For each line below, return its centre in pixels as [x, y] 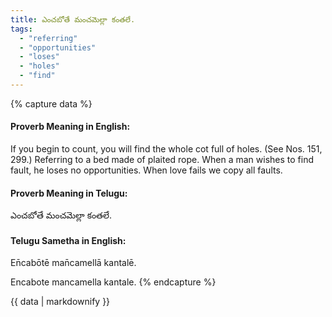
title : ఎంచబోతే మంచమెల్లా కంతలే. [73, 19]
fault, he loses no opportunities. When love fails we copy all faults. [146, 170]
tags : [21, 29]
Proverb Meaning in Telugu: [69, 193]
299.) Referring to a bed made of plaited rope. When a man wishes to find [162, 160]
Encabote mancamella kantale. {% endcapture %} [113, 282]
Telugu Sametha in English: [68, 240]
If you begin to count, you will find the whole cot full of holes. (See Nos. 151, [166, 149]
